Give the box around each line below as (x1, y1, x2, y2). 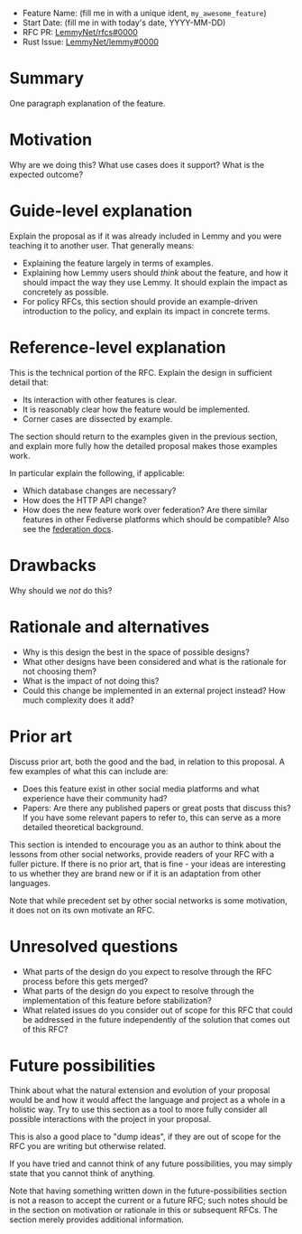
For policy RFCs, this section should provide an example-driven (22, 295, 259, 306)
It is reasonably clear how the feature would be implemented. (22, 404, 251, 415)
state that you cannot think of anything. (9, 1168, 156, 1179)
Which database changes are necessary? (22, 485, 177, 496)
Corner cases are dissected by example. (22, 413, 173, 424)
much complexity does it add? (22, 695, 135, 706)
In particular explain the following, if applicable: (9, 467, 185, 478)
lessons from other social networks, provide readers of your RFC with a (9, 848, 275, 859)
